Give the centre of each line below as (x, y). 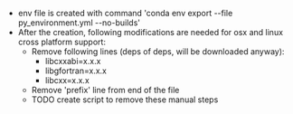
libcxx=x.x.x (67, 80)
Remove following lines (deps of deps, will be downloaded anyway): (158, 52)
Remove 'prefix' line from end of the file (105, 90)
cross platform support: (62, 42)
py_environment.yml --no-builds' (79, 23)
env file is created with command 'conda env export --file (125, 13)
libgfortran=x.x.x (76, 71)
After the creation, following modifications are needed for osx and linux (150, 32)
